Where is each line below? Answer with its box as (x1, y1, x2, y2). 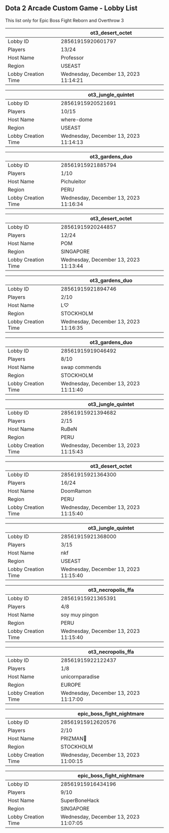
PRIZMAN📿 (60, 735, 87, 742)
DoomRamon (60, 487, 92, 494)
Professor (60, 54, 84, 61)
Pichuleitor (60, 178, 87, 185)
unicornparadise (60, 673, 100, 680)
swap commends (60, 363, 102, 371)
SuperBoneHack (60, 797, 100, 804)
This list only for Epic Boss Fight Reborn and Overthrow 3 (5, 17, 124, 23)
